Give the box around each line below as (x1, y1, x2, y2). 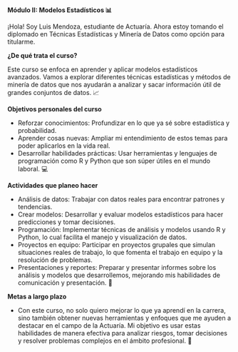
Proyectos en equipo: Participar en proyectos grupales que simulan (17, 241, 216, 248)
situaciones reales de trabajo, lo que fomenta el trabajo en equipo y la (17, 248, 223, 256)
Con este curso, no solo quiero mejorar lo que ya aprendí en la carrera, (17, 306, 226, 314)
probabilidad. (17, 126, 57, 134)
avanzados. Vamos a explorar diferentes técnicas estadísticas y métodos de (7, 73, 231, 81)
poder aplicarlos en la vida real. (17, 141, 110, 150)
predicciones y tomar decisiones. (17, 218, 116, 226)
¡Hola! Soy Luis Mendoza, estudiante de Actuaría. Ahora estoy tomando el (7, 22, 224, 31)
